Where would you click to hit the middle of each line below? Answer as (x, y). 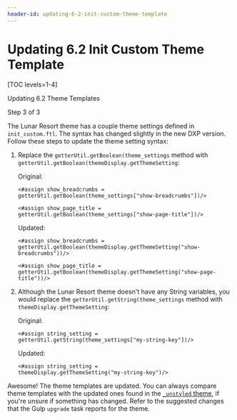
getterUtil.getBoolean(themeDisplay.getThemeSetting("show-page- (117, 272)
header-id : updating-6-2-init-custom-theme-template (87, 14)
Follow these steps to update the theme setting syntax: (88, 141)
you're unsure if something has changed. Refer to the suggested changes (116, 401)
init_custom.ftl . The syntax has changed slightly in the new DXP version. (117, 134)
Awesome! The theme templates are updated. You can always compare (112, 386)
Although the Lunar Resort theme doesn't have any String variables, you (124, 291)
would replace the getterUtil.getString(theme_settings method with (120, 299)
